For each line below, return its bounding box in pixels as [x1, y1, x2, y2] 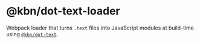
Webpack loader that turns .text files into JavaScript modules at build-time [6, 24, 195, 31]
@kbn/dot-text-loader [6, 4, 120, 18]
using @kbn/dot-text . [6, 30, 59, 37]
